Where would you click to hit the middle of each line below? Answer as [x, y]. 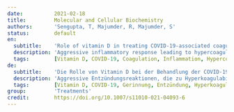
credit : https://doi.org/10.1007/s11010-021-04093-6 [96, 98]
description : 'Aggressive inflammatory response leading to [102, 53]
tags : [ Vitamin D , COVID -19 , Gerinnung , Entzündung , [102, 85]
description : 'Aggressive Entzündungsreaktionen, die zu [98, 78]
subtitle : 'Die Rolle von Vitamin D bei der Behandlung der [107, 72]
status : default [42, 33]
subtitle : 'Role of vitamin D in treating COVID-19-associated [112, 46]
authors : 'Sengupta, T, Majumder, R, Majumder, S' [92, 26]
